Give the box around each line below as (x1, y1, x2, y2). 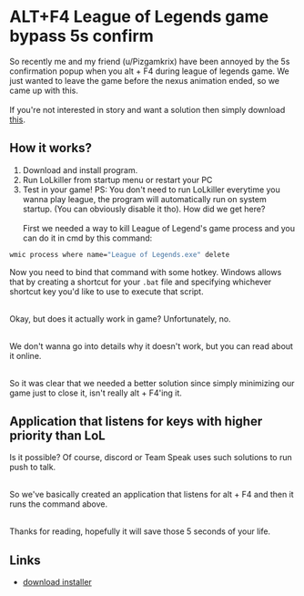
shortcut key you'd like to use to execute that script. (9, 285, 204, 297)
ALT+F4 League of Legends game (9, 6, 269, 27)
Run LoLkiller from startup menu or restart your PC (22, 174, 213, 185)
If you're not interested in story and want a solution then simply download (9, 104, 286, 115)
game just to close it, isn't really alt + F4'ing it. (9, 387, 182, 398)
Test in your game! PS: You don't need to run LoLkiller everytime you (22, 184, 280, 195)
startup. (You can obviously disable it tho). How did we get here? (22, 203, 266, 214)
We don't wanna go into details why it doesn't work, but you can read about (9, 340, 294, 352)
